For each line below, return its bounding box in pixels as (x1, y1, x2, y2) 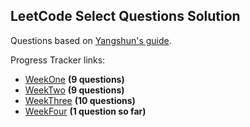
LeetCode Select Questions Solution (10, 8, 241, 25)
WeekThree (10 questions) (24, 94, 136, 106)
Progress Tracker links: (10, 54, 106, 66)
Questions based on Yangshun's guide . (10, 34, 172, 46)
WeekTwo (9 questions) (24, 84, 125, 96)
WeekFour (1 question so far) (24, 105, 147, 117)
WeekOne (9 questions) (24, 73, 125, 85)
